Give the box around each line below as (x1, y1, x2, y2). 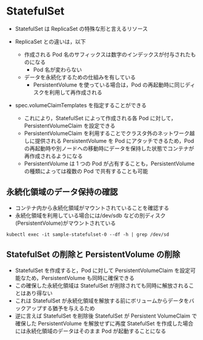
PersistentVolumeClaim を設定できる (24, 122, 116, 129)
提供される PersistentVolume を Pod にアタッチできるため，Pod (35, 137, 195, 144)
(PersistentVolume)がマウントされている (15, 219, 116, 227)
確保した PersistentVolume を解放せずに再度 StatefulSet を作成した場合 (15, 319, 194, 327)
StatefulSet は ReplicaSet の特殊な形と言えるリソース (15, 25, 148, 32)
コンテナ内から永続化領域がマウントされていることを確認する (15, 204, 170, 212)
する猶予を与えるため (41, 304, 95, 312)
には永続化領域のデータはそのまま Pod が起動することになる (15, 327, 167, 335)
